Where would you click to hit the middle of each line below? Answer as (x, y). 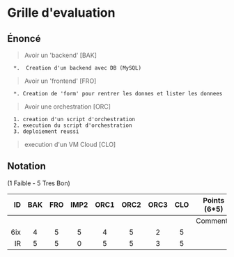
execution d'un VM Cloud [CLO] (70, 145)
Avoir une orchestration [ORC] (68, 107)
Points (214, 200)
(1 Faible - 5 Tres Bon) (39, 183)
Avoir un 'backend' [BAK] (61, 55)
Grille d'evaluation (61, 13)
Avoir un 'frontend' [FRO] (60, 81)
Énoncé (24, 39)
